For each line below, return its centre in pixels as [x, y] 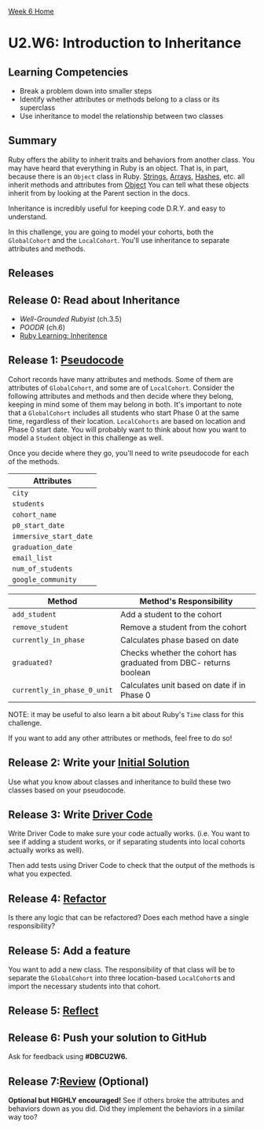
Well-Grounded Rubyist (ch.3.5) [71, 319]
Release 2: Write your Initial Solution [99, 763]
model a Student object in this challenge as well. [86, 438]
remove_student [40, 627]
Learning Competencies [68, 72]
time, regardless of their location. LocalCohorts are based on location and [127, 421]
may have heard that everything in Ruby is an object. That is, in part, [119, 167]
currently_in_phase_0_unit [62, 690]
